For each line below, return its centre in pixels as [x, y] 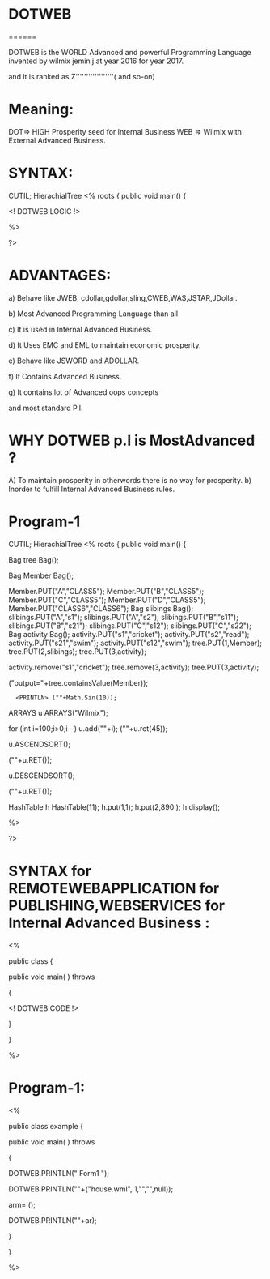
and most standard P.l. [46, 408]
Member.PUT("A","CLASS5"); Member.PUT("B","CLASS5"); [106, 591]
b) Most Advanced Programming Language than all [93, 314]
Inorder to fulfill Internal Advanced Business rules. [92, 489]
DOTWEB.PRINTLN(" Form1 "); [59, 1173]
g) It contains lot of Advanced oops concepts [84, 392]
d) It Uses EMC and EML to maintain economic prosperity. [105, 344]
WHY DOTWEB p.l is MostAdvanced [132, 441]
